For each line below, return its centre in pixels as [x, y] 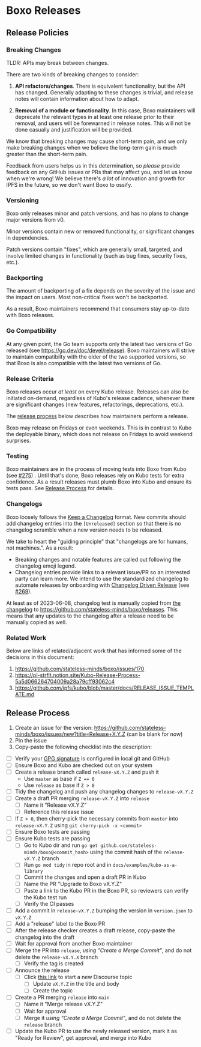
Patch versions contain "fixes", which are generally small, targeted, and [94, 249]
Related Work [26, 637]
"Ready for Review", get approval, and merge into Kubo [83, 1037]
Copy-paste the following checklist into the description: [83, 747]
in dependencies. [28, 238]
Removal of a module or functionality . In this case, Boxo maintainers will [105, 110]
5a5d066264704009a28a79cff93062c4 [65, 681]
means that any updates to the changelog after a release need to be [90, 616]
